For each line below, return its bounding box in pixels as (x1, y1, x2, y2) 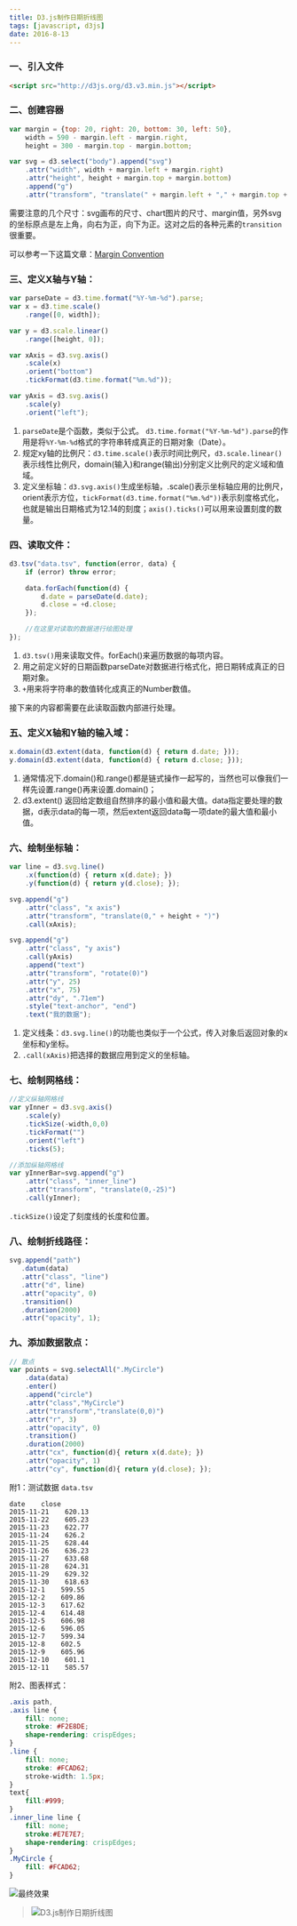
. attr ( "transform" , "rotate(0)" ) (25, 968, 149, 978)
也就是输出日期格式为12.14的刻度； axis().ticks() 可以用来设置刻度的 (21, 503, 275, 514)
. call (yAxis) (25, 952, 74, 961)
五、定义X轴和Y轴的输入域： (9, 726, 132, 739)
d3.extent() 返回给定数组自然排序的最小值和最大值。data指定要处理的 (21, 795, 276, 806)
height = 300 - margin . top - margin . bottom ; (25, 141, 192, 150)
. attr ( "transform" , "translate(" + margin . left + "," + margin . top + (25, 190, 288, 199)
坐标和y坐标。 (21, 1039, 74, 1049)
